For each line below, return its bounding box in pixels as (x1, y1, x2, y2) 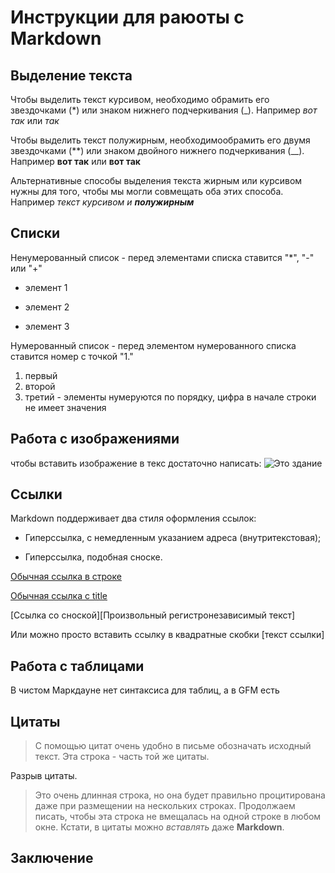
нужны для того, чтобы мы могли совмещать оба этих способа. (10, 186, 284, 197)
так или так (10, 115, 60, 126)
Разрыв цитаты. (10, 770, 78, 782)
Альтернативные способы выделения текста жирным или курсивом (10, 175, 303, 186)
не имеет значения (24, 401, 107, 413)
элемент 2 (24, 301, 70, 313)
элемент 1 (24, 281, 68, 293)
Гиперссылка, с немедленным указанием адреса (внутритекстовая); (24, 532, 322, 544)
